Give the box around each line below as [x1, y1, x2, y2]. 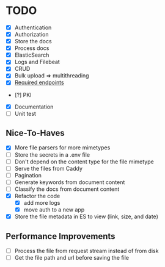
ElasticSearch [14, 51, 50, 59]
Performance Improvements [5, 231, 116, 241]
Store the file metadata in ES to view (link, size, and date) [14, 213, 158, 220]
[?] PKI [14, 91, 32, 98]
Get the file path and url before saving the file [14, 254, 130, 261]
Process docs [14, 44, 50, 52]
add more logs [23, 199, 61, 206]
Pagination [14, 171, 42, 179]
